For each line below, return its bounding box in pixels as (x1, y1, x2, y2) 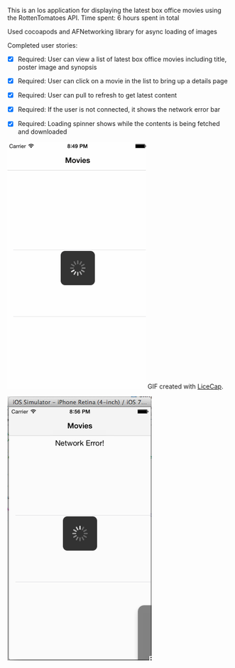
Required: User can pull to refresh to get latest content (17, 91, 177, 100)
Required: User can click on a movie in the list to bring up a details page (17, 77, 229, 85)
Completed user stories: (7, 41, 78, 49)
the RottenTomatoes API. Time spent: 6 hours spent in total (7, 14, 180, 22)
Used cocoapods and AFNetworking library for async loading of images (7, 28, 218, 36)
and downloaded (17, 127, 67, 136)
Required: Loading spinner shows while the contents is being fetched (17, 120, 220, 128)
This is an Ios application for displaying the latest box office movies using (7, 6, 222, 14)
